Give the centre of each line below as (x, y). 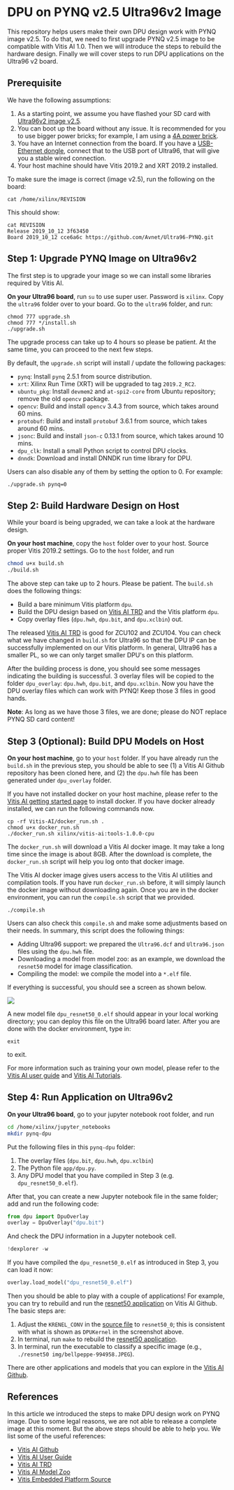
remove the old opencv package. (64, 398)
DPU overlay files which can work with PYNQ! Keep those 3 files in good (111, 691)
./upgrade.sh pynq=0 (37, 484)
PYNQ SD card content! (41, 720)
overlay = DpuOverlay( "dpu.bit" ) (56, 1223)
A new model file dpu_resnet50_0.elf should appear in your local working (113, 1014)
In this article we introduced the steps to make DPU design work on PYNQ (114, 1414)
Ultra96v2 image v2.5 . (49, 121)
